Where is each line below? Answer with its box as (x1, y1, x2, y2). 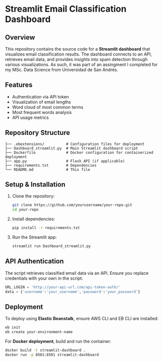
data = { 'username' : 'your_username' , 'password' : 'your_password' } (5, 289, 140, 294)
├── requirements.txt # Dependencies (5, 163, 97, 168)
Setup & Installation (5, 180, 66, 189)
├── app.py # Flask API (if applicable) (5, 158, 125, 164)
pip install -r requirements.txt (12, 226, 80, 230)
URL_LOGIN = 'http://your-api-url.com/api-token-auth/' (5, 285, 121, 289)
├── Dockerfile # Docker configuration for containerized (5, 150, 153, 155)
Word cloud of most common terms (12, 104, 84, 110)
